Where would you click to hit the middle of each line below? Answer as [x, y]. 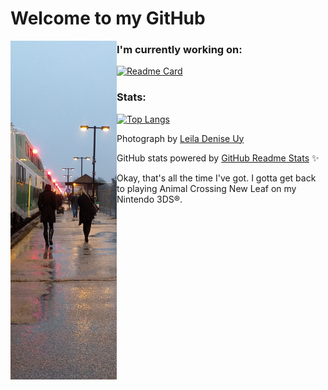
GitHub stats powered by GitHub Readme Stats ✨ [218, 158]
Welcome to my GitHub [108, 18]
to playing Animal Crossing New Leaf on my [206, 188]
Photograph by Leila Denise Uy [180, 138]
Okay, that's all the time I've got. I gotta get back [216, 178]
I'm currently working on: [179, 50]
